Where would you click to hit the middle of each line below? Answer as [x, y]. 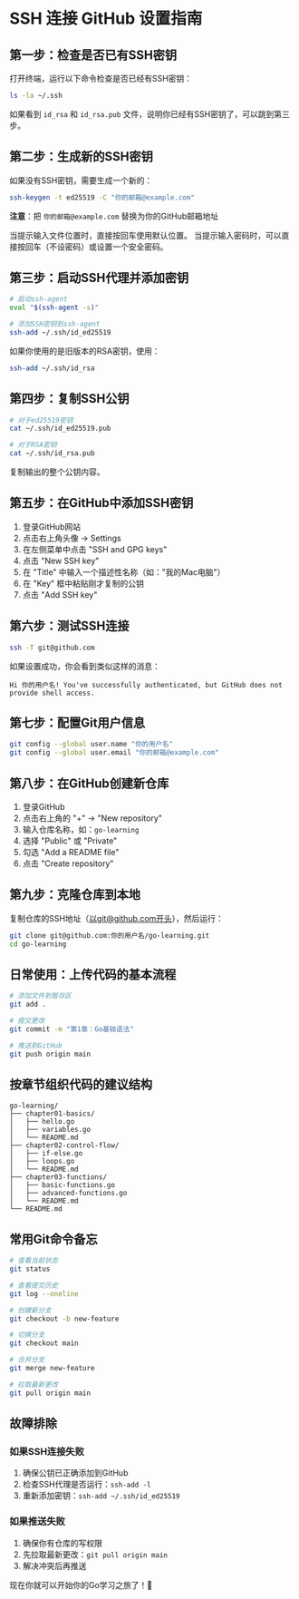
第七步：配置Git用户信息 [77, 722]
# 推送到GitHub [36, 1045]
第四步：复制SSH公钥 [69, 399]
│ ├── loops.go [42, 1162]
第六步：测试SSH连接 [69, 626]
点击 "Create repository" [68, 863]
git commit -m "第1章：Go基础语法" [72, 1029]
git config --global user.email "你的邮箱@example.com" [114, 753]
